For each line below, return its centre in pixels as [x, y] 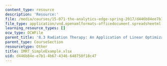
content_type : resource [30, 10]
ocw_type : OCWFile [24, 33]
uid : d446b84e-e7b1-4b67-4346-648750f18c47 [51, 56]
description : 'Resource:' [32, 14]
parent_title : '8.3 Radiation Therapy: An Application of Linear [74, 38]
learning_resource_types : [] [35, 28]
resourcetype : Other [27, 47]
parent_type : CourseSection [34, 42]
